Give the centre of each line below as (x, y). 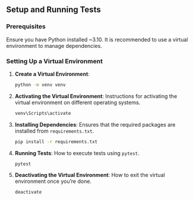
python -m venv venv (40, 85)
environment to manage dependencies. (54, 46)
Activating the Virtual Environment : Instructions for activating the (96, 96)
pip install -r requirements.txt (56, 141)
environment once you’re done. (53, 181)
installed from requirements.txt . (54, 131)
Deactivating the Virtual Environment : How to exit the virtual (90, 175)
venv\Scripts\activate (43, 113)
